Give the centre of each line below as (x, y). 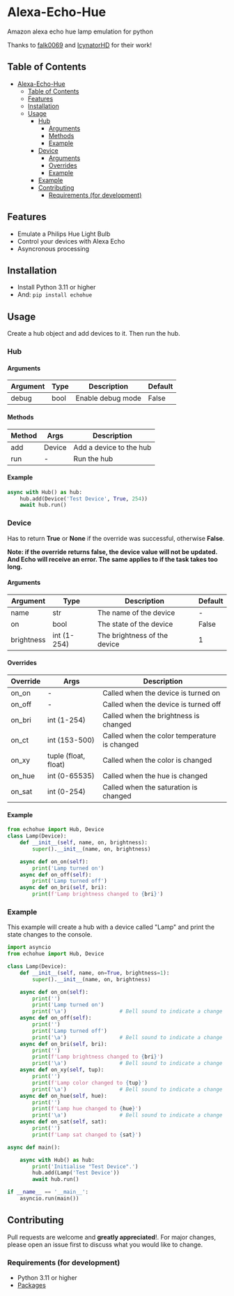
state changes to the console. (50, 934)
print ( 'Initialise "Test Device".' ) (85, 1166)
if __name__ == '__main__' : (48, 1192)
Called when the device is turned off (162, 704)
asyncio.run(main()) (49, 1199)
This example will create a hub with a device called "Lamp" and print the (111, 927)
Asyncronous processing (53, 248)
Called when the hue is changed (155, 776)
